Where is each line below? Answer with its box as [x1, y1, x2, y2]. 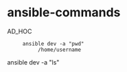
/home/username [37, 46, 81, 53]
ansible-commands [7, 5, 121, 20]
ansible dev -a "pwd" [22, 40, 84, 47]
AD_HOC [7, 27, 32, 35]
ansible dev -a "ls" [7, 58, 60, 66]
